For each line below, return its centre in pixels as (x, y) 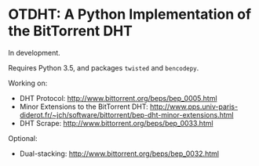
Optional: (23, 138)
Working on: (28, 83)
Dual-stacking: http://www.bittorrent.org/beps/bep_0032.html (119, 153)
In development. (34, 52)
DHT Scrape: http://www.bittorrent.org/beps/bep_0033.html (116, 123)
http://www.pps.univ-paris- (193, 106)
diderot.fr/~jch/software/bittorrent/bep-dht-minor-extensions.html (126, 114)
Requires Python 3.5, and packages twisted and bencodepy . (104, 67)
